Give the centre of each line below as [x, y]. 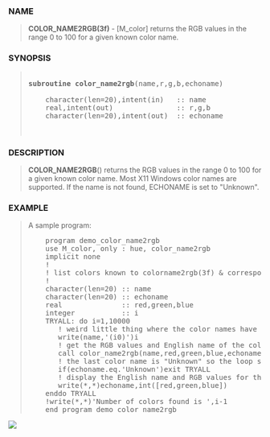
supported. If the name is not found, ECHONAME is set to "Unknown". [143, 187]
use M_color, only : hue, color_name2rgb [128, 249]
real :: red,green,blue [120, 305]
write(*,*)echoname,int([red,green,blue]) [142, 385]
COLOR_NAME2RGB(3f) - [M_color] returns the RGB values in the [137, 29]
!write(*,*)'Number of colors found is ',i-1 [136, 402]
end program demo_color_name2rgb [111, 410]
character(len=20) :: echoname [107, 297]
